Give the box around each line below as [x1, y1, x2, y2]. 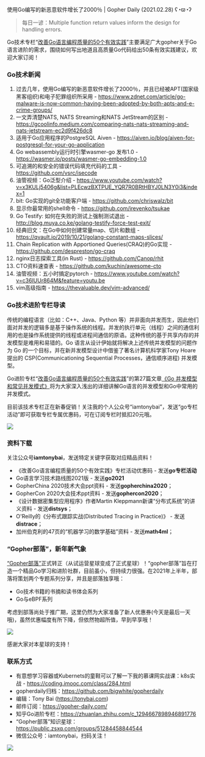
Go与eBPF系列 [15, 595, 53, 603]
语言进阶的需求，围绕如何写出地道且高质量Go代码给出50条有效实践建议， [7, 46, 192, 53]
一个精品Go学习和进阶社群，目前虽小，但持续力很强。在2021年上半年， [12, 567, 192, 574]
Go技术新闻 [7, 70, 41, 79]
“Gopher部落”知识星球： [15, 718, 77, 725]
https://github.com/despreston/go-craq [15, 247, 115, 255]
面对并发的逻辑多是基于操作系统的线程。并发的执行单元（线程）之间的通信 [7, 324, 194, 331]
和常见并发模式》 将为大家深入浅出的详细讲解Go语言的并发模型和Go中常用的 [7, 382, 198, 389]
